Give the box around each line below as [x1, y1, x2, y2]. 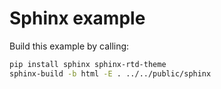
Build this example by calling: [9, 40, 130, 52]
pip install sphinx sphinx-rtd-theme [9, 59, 167, 69]
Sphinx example [9, 7, 146, 30]
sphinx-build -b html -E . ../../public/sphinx [9, 68, 212, 79]
